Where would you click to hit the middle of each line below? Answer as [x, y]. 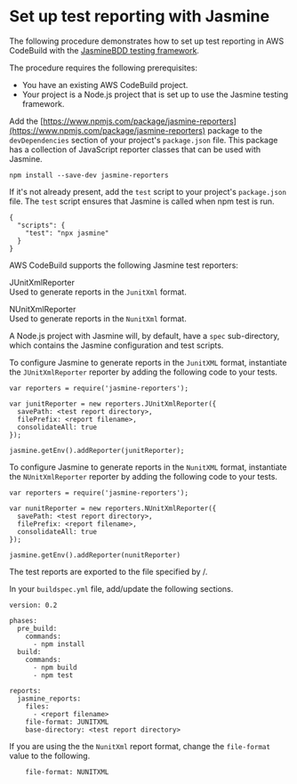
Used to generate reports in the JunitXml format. [98, 292]
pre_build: [37, 628]
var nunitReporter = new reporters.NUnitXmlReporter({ [113, 508]
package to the [235, 130]
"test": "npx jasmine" [67, 233]
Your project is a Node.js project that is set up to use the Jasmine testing [155, 94]
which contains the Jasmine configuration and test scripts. [116, 345]
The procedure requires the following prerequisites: [104, 68]
